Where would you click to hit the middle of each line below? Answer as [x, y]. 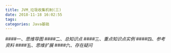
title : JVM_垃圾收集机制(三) [33, 10]
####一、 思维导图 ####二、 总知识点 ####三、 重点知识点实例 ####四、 [81, 39]
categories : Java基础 [27, 24]
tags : [11, 19]
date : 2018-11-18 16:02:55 [34, 15]
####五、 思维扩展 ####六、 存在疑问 [54, 45]
